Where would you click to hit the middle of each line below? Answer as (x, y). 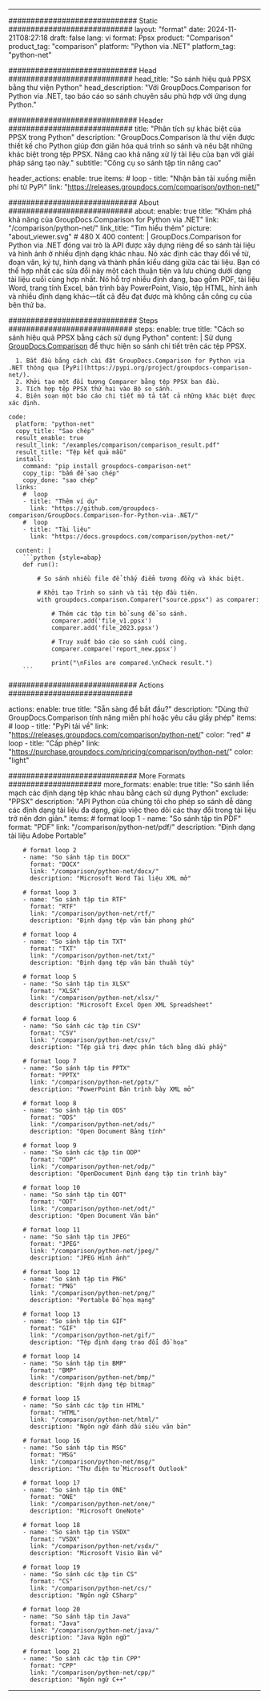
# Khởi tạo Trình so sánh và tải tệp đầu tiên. (118, 593)
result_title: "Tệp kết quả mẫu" (71, 452)
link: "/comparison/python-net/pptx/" (94, 1082)
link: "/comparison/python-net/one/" (92, 1504)
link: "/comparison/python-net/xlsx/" (94, 998)
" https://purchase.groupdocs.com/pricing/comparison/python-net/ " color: (131, 751)
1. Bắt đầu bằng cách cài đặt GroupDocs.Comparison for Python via (130, 361)
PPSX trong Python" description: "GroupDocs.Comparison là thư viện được (132, 137)
